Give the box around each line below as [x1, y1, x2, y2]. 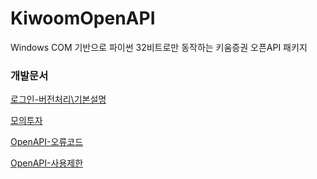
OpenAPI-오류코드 [10, 136, 84, 148]
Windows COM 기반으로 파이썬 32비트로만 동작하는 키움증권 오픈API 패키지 [10, 41, 308, 53]
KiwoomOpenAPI [10, 7, 156, 30]
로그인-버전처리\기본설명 [10, 93, 107, 106]
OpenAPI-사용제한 [10, 157, 84, 169]
